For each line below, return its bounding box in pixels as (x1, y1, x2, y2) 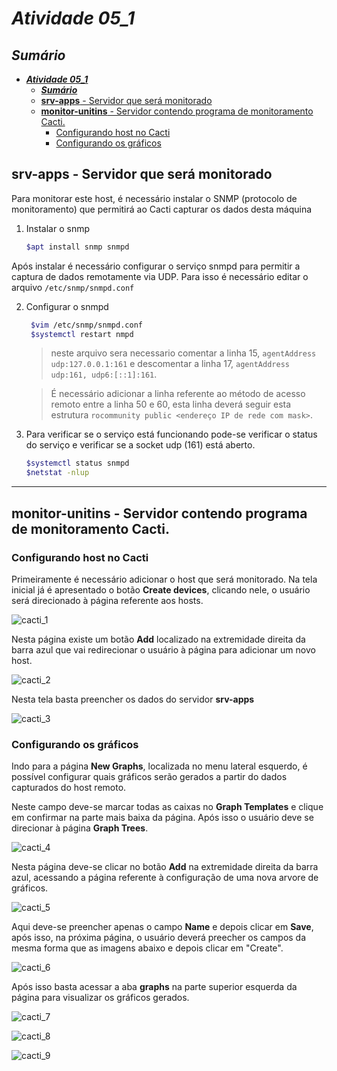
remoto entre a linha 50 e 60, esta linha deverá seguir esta (50, 398, 292, 411)
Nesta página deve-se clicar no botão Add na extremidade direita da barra (11, 861, 319, 873)
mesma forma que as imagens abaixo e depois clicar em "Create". (11, 942, 284, 954)
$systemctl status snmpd (25, 458, 130, 469)
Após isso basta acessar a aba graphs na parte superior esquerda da (11, 981, 298, 993)
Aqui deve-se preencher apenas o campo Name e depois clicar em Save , (11, 921, 314, 933)
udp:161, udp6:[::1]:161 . (50, 368, 158, 381)
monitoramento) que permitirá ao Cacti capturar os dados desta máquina (11, 203, 313, 215)
